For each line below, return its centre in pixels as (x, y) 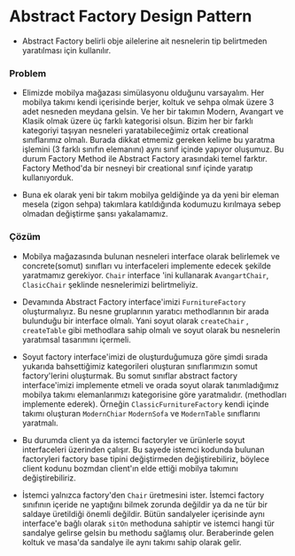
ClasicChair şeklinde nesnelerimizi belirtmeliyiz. (110, 284)
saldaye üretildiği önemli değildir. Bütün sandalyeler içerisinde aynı (144, 513)
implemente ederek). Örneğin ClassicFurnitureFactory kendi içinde (145, 404)
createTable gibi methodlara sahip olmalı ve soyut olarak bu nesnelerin (151, 330)
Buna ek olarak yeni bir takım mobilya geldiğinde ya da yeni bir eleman (151, 195)
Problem (28, 73)
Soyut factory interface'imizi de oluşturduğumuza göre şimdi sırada (145, 356)
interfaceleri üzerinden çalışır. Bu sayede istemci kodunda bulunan (143, 449)
